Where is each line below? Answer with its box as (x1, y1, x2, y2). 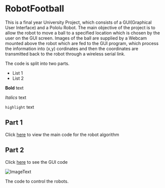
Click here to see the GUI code (5, 159, 68, 165)
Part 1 (5, 118, 23, 127)
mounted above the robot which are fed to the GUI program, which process (5, 40, 159, 46)
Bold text (5, 85, 24, 91)
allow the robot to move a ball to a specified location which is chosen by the (5, 30, 160, 36)
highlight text (5, 104, 35, 110)
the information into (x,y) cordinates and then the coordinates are (5, 46, 139, 51)
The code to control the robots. (5, 178, 69, 184)
